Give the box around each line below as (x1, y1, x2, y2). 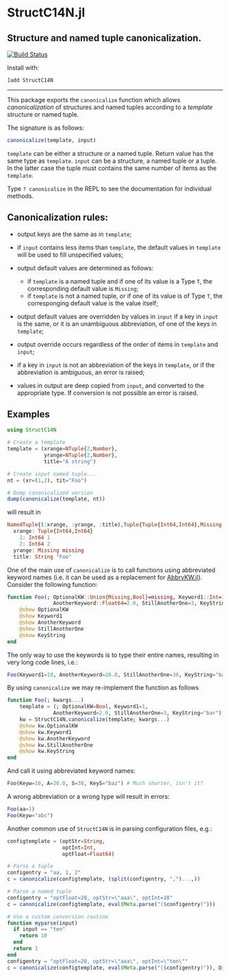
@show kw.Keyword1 (19, 729, 72, 736)
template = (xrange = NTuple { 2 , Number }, (7, 445, 118, 452)
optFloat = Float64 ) (62, 850, 115, 857)
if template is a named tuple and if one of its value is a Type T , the (27, 277, 213, 286)
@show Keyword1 (19, 613, 63, 620)
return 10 (19, 932, 48, 940)
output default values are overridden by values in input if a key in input (16, 312, 218, 321)
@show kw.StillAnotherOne (19, 741, 94, 749)
